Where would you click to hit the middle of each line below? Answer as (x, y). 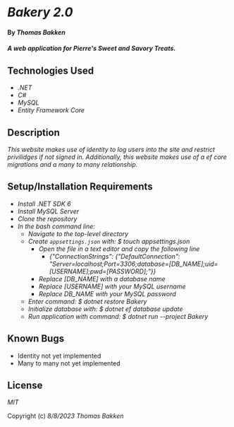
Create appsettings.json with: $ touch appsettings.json (109, 241)
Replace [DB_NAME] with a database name (102, 279)
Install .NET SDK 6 (44, 204)
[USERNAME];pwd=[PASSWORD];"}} (103, 271)
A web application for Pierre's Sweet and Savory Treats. (92, 48)
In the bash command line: (56, 226)
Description (33, 133)
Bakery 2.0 (40, 12)
